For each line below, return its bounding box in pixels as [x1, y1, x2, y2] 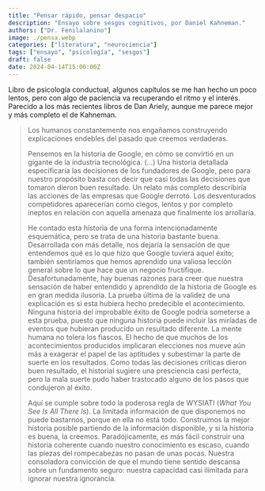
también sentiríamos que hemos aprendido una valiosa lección [27, 256, 232, 266]
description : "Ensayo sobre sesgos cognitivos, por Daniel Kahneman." [8, 19, 246, 27]
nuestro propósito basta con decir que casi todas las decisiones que [27, 174, 251, 183]
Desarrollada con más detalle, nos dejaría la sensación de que [27, 240, 230, 249]
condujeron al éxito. [27, 383, 93, 392]
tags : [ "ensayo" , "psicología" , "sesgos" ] [8, 48, 150, 56]
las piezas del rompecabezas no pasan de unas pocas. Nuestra [27, 448, 235, 458]
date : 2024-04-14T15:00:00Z [8, 63, 101, 71]
